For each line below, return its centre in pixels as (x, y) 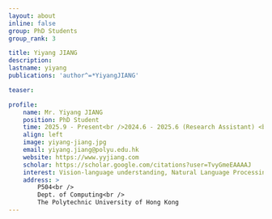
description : (30, 61)
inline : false (32, 23)
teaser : (21, 90)
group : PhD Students (43, 31)
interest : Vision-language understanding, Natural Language (126, 172)
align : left (43, 135)
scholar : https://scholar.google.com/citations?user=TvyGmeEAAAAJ (137, 165)
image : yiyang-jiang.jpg (65, 142)
